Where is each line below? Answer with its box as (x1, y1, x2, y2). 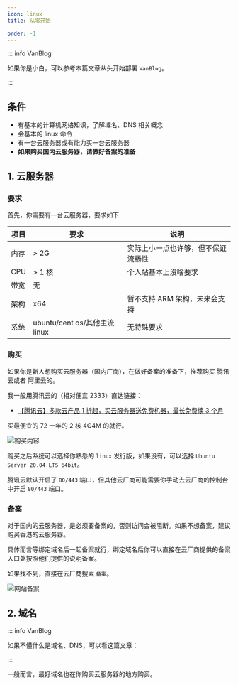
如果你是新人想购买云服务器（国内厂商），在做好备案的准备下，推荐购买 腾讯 (7, 367, 229, 376)
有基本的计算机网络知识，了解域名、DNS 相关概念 (17, 121, 164, 129)
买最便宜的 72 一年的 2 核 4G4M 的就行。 (7, 421, 128, 430)
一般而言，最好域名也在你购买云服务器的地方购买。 (7, 670, 157, 679)
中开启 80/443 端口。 (7, 485, 67, 493)
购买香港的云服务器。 (7, 530, 69, 539)
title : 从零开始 (7, 17, 51, 24)
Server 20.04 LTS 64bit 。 (7, 460, 84, 469)
